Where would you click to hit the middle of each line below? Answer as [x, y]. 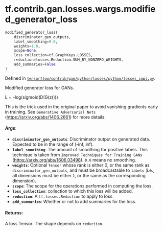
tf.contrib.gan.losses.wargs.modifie [80, 9]
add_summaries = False [35, 65]
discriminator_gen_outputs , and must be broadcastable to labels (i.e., [83, 170]
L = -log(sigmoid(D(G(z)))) [32, 97]
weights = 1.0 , [27, 46]
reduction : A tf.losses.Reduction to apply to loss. [63, 196]
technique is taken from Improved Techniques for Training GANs [77, 155]
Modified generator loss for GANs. [40, 88]
